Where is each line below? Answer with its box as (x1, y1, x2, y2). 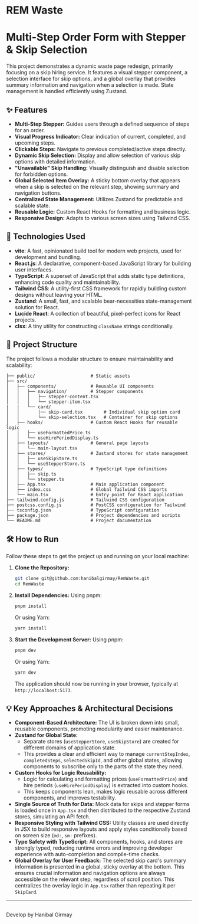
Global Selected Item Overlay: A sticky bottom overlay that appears (14, 176, 181, 184)
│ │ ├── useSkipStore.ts (6, 456, 78, 461)
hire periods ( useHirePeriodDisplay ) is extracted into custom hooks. (23, 782, 189, 789)
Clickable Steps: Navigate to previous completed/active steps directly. (14, 145, 187, 152)
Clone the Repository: (14, 564, 70, 571)
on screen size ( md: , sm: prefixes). (14, 832, 97, 839)
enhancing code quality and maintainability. (14, 278, 121, 286)
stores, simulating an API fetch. (14, 813, 90, 820)
